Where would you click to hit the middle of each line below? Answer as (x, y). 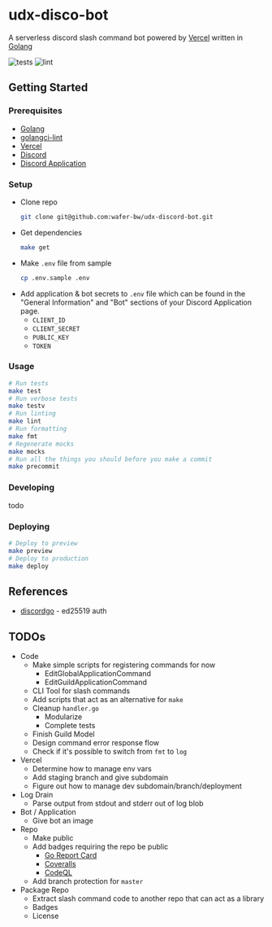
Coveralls (60, 864)
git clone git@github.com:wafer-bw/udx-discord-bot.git (117, 217)
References (38, 591)
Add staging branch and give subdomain (100, 778)
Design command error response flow (96, 743)
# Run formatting (38, 429)
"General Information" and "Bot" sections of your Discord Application (136, 302)
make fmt (23, 436)
